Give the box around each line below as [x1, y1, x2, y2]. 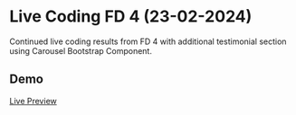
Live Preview [9, 95, 57, 106]
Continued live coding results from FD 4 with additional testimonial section [9, 36, 287, 47]
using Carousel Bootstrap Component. [9, 45, 152, 56]
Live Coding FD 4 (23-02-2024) [9, 6, 253, 27]
